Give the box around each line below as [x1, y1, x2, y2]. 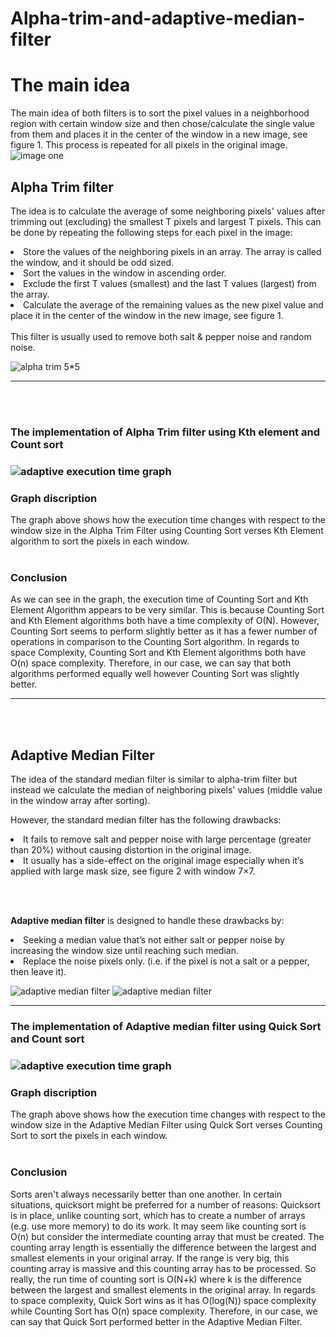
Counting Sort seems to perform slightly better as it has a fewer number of [10, 625, 318, 637]
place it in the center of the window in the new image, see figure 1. [10, 309, 284, 321]
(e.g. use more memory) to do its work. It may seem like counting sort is [10, 1220, 307, 1232]
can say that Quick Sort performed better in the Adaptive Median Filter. [10, 1315, 303, 1327]
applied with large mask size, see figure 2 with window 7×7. [10, 865, 256, 877]
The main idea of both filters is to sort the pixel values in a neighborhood [10, 107, 310, 119]
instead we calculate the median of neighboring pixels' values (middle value [10, 784, 323, 796]
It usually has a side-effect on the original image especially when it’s [23, 855, 305, 867]
